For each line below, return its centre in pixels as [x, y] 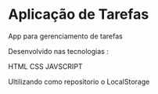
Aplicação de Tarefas [79, 14]
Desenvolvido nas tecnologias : [59, 51]
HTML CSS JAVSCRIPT [46, 66]
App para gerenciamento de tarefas [65, 36]
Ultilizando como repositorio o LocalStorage [79, 81]
